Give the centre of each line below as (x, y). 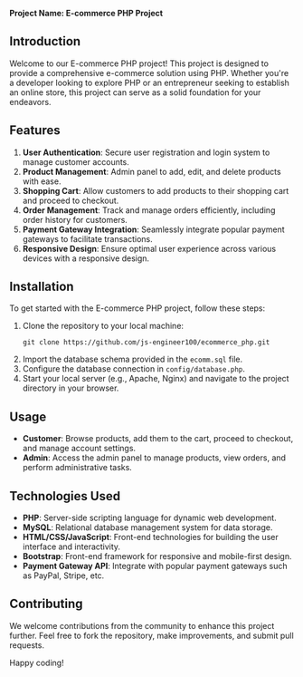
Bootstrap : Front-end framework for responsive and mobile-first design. (157, 556)
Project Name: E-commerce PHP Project (86, 13)
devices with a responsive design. (86, 258)
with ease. (42, 181)
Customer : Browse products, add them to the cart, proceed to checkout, (158, 439)
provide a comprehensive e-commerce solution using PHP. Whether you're (149, 73)
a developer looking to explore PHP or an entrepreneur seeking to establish (149, 82)
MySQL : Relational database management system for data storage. (147, 527)
